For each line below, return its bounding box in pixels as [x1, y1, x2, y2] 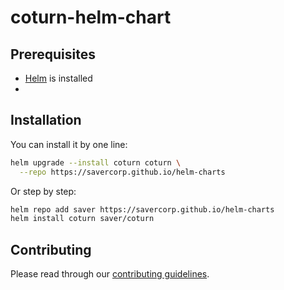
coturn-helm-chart [10, 6, 172, 29]
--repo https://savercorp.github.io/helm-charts [19, 167, 226, 177]
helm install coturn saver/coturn [10, 214, 155, 224]
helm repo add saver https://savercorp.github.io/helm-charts [10, 204, 275, 215]
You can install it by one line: [10, 138, 128, 150]
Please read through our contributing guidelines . [10, 268, 210, 280]
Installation [10, 112, 82, 129]
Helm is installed [24, 72, 93, 84]
